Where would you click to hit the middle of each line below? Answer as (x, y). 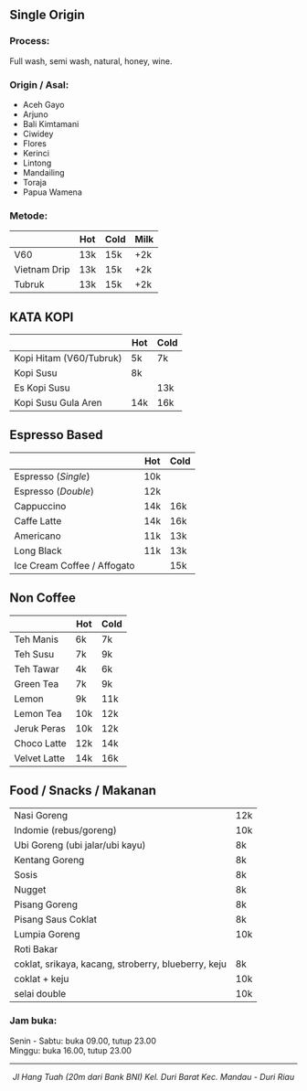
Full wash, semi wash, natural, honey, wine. (91, 61)
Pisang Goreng (46, 904)
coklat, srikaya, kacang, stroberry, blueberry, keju (120, 964)
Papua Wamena (52, 192)
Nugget (30, 889)
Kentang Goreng (49, 860)
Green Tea (37, 683)
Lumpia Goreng (47, 934)
